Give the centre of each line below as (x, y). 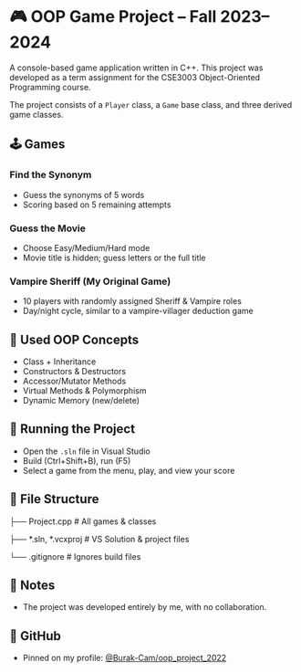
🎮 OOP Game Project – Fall (113, 17)
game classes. (36, 114)
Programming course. (50, 87)
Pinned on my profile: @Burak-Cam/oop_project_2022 (125, 658)
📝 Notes (32, 586)
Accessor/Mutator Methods (74, 381)
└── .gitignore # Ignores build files (75, 556)
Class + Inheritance (59, 362)
